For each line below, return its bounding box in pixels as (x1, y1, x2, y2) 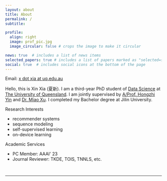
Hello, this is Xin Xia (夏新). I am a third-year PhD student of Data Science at (5, 86, 161, 92)
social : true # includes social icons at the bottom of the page (5, 62, 146, 67)
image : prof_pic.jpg (9, 39, 52, 45)
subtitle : (5, 21, 26, 26)
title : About (5, 12, 32, 17)
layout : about (5, 7, 35, 12)
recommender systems (12, 116, 60, 122)
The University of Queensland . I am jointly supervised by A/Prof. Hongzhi (5, 91, 155, 97)
